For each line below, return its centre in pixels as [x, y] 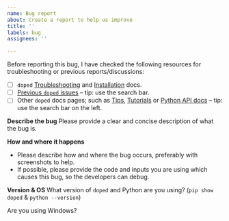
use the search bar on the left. [59, 108]
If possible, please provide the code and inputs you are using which [112, 170]
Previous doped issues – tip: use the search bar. [83, 92]
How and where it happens [46, 142]
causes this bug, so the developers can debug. [83, 177]
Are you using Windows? [42, 211]
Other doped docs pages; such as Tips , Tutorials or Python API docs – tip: [120, 101]
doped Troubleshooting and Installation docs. [79, 85]
